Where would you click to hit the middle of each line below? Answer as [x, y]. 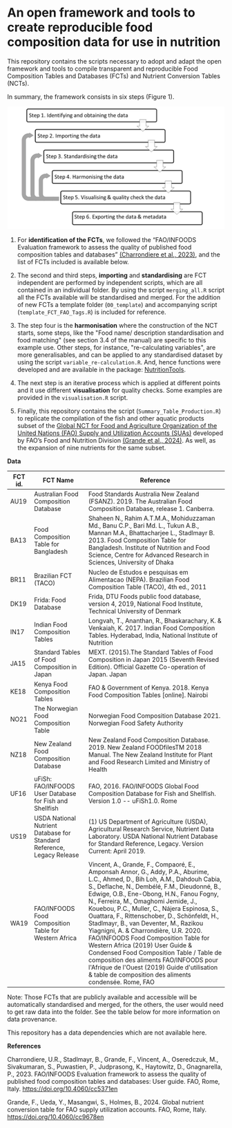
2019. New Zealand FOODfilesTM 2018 [145, 748]
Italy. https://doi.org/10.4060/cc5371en [62, 1089]
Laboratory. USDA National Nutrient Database [153, 836]
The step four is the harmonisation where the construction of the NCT [117, 326]
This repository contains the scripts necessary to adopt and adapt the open [115, 61]
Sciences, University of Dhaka [131, 562]
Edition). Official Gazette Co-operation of [147, 667]
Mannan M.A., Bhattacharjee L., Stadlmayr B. [152, 533]
